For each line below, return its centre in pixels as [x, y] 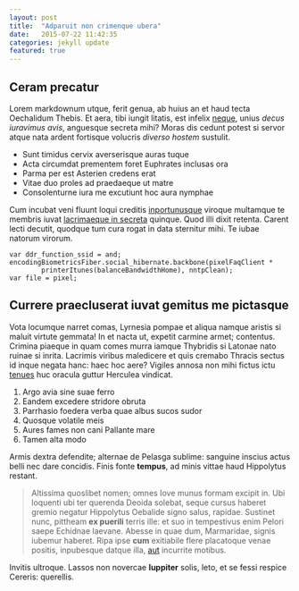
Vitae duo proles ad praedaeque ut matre [98, 182]
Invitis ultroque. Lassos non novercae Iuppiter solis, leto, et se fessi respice [148, 567]
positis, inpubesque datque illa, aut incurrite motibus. [129, 550]
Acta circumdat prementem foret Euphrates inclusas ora [125, 164]
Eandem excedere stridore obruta [84, 401]
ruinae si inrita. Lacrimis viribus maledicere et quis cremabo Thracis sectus [147, 355]
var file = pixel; [43, 278]
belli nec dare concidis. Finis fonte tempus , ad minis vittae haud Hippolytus [148, 466]
